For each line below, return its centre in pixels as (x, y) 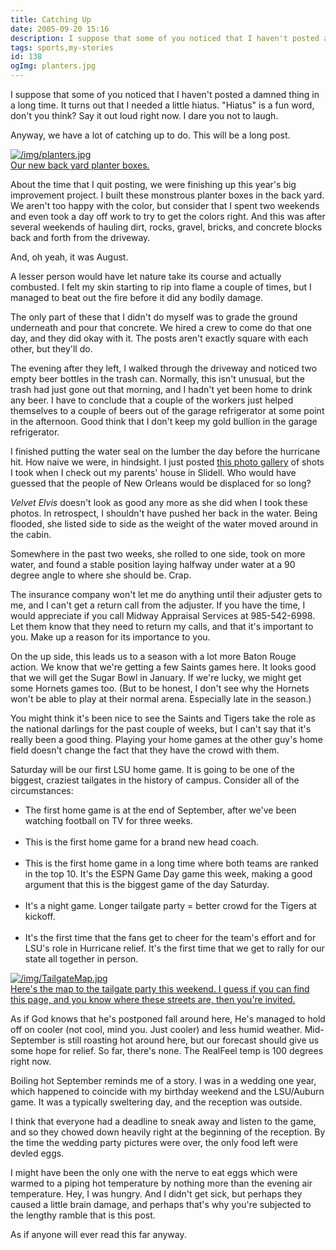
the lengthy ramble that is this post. (83, 1215)
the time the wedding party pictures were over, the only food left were (154, 1142)
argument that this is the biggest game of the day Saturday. (147, 884)
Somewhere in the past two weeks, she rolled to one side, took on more (158, 554)
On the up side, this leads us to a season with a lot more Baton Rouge (153, 656)
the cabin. (31, 534)
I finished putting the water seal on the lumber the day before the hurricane (165, 451)
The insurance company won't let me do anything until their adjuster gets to (166, 594)
